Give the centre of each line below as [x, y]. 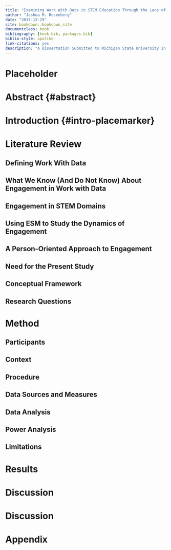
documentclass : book [27, 29]
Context [18, 360]
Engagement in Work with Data [56, 189]
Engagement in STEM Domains [56, 206]
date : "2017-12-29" [26, 20]
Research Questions [38, 301]
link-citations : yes [27, 44]
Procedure [23, 377]
